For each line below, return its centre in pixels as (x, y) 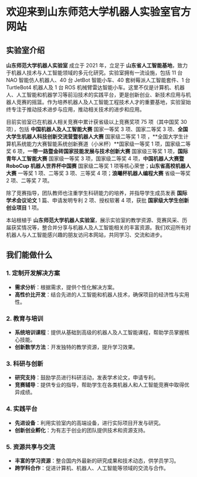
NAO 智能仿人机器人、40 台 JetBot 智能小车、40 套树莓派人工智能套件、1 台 (98, 80)
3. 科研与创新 (25, 363)
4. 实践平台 (22, 409)
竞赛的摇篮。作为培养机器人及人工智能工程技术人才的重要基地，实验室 (101, 102)
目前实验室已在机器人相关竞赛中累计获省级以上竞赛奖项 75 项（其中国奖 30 (97, 122)
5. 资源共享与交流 (31, 446)
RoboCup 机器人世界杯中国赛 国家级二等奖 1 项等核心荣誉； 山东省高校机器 (96, 166)
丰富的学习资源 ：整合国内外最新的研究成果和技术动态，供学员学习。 (97, 461)
